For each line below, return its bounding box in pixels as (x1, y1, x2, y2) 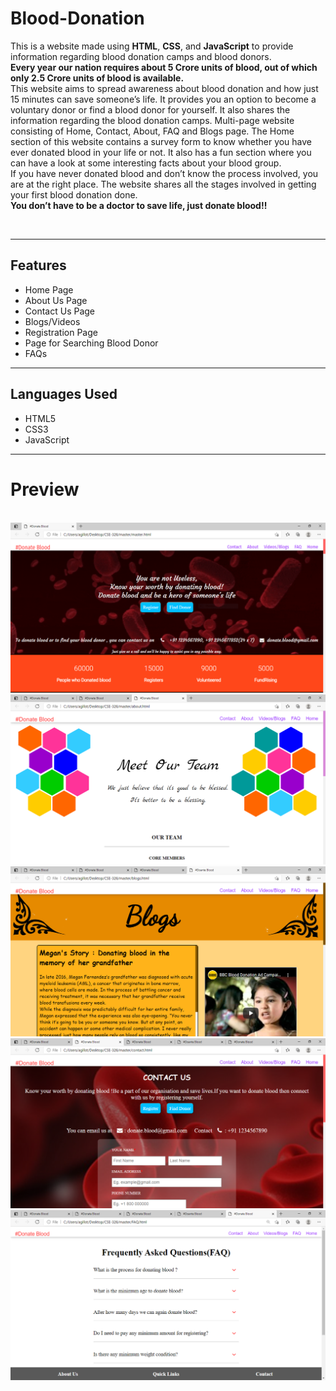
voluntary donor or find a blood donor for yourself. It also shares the (10, 103, 291, 116)
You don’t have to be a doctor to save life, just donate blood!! (10, 199, 268, 211)
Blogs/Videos (24, 315, 81, 327)
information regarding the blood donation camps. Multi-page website (10, 114, 295, 126)
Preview (10, 478, 80, 501)
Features (10, 257, 67, 274)
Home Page (24, 283, 74, 296)
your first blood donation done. (10, 188, 138, 201)
